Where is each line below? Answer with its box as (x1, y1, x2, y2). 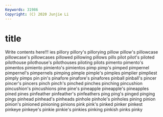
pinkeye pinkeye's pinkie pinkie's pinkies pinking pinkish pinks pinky (5, 107, 143, 113)
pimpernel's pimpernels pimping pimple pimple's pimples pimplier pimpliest (5, 70, 158, 76)
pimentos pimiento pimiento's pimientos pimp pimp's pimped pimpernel (5, 65, 149, 71)
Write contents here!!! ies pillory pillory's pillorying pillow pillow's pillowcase (5, 49, 158, 55)
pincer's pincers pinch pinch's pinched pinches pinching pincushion (5, 81, 143, 87)
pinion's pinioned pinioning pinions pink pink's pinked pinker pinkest (5, 101, 143, 107)
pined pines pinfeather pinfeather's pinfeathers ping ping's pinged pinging (5, 91, 155, 97)
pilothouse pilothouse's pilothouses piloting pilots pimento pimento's (5, 59, 143, 65)
